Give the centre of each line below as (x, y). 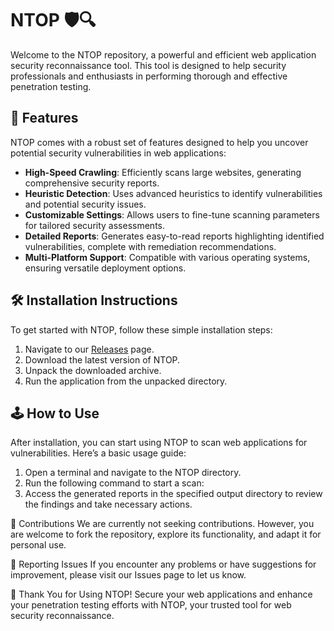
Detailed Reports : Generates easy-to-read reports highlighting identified (174, 236)
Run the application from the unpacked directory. (126, 381)
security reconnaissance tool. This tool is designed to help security (148, 65)
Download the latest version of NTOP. (102, 359)
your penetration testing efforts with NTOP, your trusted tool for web (151, 605)
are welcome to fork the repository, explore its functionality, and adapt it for (166, 534)
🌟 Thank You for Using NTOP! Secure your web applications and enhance (161, 594)
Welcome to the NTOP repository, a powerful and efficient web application (163, 54)
